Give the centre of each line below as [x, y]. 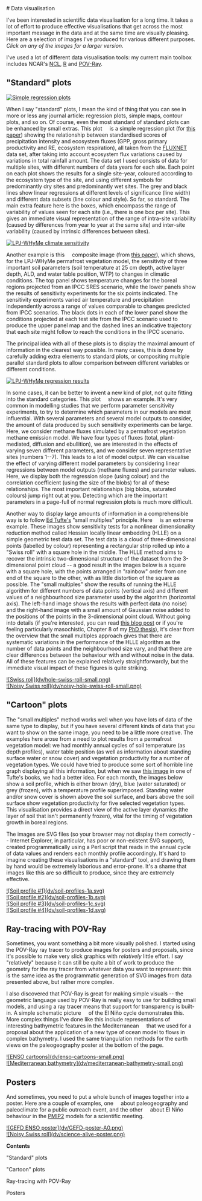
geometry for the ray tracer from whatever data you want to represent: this [99, 969]
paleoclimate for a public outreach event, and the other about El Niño [95, 1110]
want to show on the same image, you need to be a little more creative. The [100, 732]
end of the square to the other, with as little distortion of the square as [93, 578]
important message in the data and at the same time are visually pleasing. [98, 33]
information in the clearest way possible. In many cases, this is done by [95, 350]
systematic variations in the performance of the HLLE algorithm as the [93, 642]
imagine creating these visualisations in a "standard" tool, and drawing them [101, 859]
